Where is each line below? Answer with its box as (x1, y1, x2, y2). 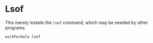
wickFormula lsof (5, 34, 41, 39)
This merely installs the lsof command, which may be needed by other (5, 20, 149, 25)
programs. (5, 24, 26, 30)
